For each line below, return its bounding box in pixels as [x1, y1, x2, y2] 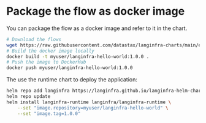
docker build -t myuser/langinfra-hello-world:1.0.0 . [6, 53, 150, 59]
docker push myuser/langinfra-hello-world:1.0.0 [6, 65, 133, 71]
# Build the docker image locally [6, 48, 95, 54]
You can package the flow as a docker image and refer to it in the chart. [6, 24, 188, 32]
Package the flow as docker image [6, 4, 185, 18]
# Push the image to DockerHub [6, 59, 86, 65]
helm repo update [6, 94, 51, 100]
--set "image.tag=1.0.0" [17, 110, 81, 117]
